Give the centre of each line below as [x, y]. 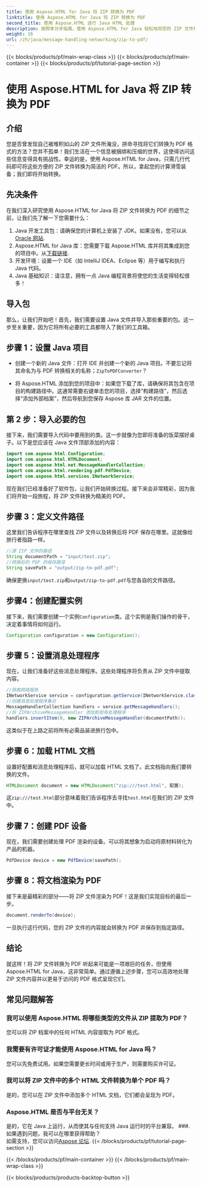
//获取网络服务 [22, 690]
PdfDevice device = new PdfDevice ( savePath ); [64, 861]
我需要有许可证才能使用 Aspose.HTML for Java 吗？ [82, 1049]
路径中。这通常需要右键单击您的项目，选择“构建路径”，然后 [109, 391]
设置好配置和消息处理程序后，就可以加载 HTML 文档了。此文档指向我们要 [96, 767]
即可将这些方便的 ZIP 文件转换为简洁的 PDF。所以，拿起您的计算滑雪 [96, 166]
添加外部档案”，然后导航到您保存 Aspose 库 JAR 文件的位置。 [98, 399]
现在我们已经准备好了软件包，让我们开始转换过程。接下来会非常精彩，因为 [98, 488]
